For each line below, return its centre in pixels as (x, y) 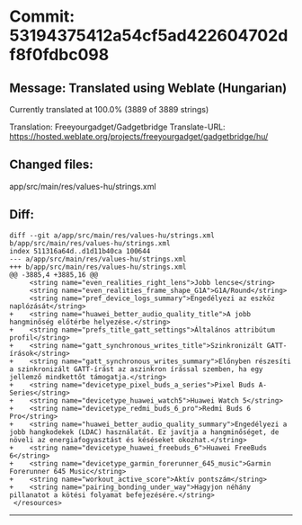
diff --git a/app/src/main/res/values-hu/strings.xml (112, 236)
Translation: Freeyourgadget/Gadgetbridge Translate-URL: (118, 127)
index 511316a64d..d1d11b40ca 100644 (80, 251)
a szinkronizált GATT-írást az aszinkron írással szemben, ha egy (136, 369)
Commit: (42, 17)
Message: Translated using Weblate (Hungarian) (148, 88)
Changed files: (52, 165)
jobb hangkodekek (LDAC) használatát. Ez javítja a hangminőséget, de (144, 432)
